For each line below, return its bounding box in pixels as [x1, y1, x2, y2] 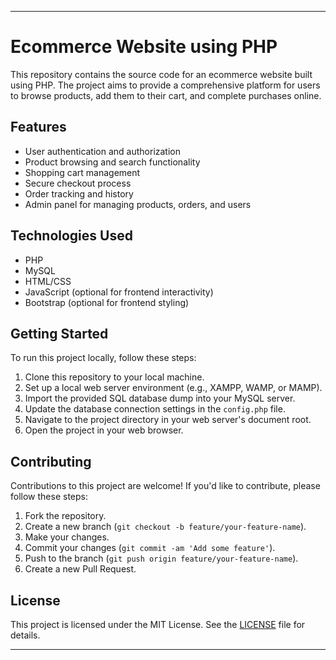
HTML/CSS [24, 275, 72, 287]
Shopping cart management [24, 166, 141, 178]
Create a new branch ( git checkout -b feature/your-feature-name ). [24, 521, 307, 533]
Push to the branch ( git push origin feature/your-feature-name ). [24, 552, 299, 565]
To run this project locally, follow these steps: [10, 352, 197, 364]
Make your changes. [24, 531, 110, 543]
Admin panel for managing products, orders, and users [24, 198, 252, 210]
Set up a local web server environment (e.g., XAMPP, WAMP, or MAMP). [24, 382, 323, 394]
